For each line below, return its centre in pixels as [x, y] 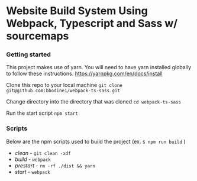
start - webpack [32, 172]
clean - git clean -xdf [43, 153]
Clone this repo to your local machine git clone [64, 85]
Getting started [29, 54]
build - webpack [33, 159]
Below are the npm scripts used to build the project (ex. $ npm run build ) [96, 141]
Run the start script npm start [42, 113]
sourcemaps [38, 36]
